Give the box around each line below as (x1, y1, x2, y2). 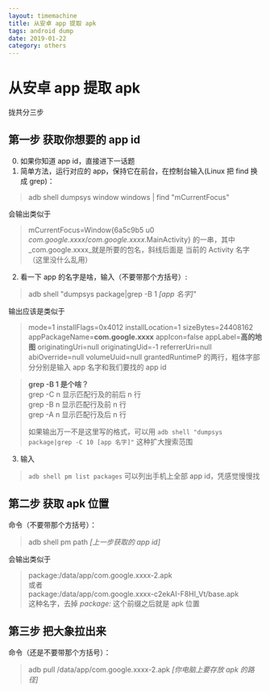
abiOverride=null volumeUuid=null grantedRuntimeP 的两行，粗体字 (27, 352, 253, 361)
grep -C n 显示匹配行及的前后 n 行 (27, 389, 142, 399)
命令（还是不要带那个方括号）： (8, 647, 111, 657)
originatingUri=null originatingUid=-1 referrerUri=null (37, 342, 212, 352)
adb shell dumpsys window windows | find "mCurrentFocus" (27, 192, 230, 202)
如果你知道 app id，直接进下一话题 (19, 156, 135, 165)
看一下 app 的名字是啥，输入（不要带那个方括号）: (19, 272, 188, 281)
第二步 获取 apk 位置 (8, 497, 110, 511)
